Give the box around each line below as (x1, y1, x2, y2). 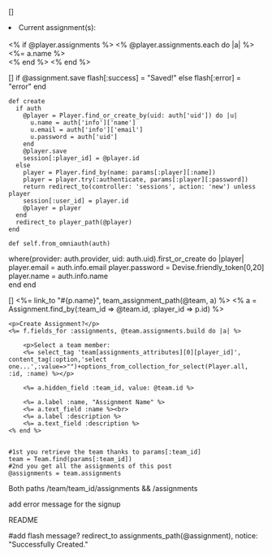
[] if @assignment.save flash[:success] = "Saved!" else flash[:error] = (8, 73, 242, 82)
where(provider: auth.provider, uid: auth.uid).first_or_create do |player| (8, 254, 244, 263)
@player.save (23, 147, 67, 155)
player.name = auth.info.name (8, 272, 108, 281)
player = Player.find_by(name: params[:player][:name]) (23, 168, 217, 176)
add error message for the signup (8, 499, 121, 509)
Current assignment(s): (19, 23, 96, 32)
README (8, 516, 39, 524)
